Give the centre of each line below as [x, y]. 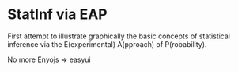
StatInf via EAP [57, 14]
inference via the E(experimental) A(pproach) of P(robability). [107, 44]
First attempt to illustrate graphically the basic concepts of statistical [119, 36]
